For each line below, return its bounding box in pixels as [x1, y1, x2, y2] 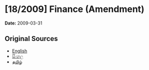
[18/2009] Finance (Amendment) [4, 3, 144, 15]
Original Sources [4, 34, 58, 43]
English [11, 47, 27, 53]
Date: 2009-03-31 [4, 20, 42, 26]
